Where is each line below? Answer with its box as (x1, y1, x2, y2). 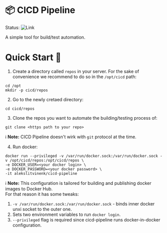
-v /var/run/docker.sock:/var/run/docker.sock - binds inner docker (12, 200, 155, 206)
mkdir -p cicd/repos (5, 88, 49, 93)
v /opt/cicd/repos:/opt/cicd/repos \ (5, 158, 84, 163)
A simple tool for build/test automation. (5, 34, 86, 40)
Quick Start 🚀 (5, 52, 62, 63)
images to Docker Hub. (5, 185, 53, 191)
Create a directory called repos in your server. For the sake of (12, 68, 139, 74)
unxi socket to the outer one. (12, 206, 72, 212)
